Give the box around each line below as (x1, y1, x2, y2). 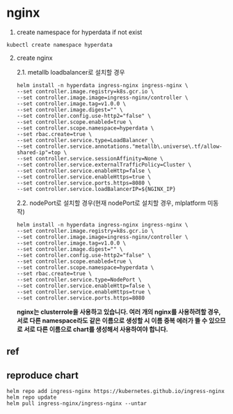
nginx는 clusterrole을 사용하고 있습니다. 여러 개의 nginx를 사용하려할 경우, (16, 307, 221, 316)
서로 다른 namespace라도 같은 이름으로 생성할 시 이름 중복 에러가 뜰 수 (16, 316, 208, 325)
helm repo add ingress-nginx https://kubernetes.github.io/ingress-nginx (6, 388, 225, 395)
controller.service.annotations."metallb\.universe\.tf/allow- (35, 143, 223, 150)
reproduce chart (6, 369, 79, 381)
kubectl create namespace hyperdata (6, 41, 113, 48)
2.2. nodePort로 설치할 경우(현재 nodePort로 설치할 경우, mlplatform (16, 199, 207, 207)
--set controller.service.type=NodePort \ (16, 276, 142, 283)
